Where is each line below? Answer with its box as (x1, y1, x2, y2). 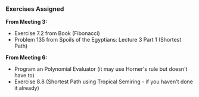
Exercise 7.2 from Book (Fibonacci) (14, 30, 101, 37)
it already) (14, 85, 39, 92)
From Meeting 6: (5, 54, 48, 61)
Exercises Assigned (5, 5, 64, 13)
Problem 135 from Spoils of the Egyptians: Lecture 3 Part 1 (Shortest (14, 36, 182, 43)
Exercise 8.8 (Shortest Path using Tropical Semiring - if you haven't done (14, 78, 194, 85)
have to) (14, 72, 35, 79)
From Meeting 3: (5, 18, 48, 26)
